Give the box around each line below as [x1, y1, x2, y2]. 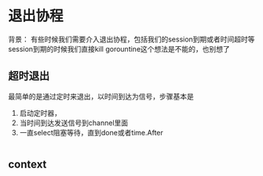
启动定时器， [19, 108, 61, 117]
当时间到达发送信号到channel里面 [19, 118, 129, 128]
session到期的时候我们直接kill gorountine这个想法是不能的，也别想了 [8, 44, 230, 53]
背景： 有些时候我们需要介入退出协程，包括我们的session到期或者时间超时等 [8, 34, 255, 44]
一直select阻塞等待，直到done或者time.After [19, 128, 163, 137]
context [8, 158, 47, 171]
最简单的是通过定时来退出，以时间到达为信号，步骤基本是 [8, 92, 194, 101]
